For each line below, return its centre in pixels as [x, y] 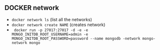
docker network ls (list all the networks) [52, 19]
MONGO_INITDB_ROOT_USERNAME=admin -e [50, 34]
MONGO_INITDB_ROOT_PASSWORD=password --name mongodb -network [76, 38]
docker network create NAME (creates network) [58, 25]
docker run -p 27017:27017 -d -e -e [51, 30]
